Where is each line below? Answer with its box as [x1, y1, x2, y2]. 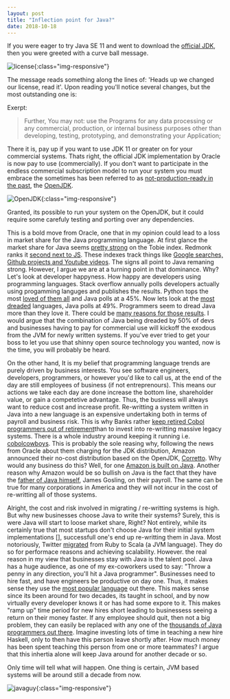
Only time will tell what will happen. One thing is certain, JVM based [7, 663, 199, 671]
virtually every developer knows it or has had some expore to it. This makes [7, 599, 221, 607]
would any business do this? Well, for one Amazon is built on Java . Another [7, 462, 220, 470]
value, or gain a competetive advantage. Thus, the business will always [7, 396, 209, 404]
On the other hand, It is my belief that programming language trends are [7, 359, 211, 367]
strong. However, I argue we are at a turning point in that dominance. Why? [7, 266, 219, 274]
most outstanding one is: [7, 90, 78, 98]
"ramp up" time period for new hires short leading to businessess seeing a [7, 606, 218, 614]
